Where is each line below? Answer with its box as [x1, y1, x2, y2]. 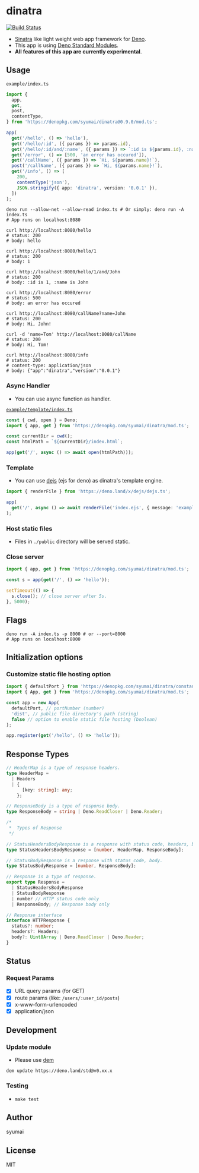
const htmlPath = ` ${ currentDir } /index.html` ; [6, 439, 123, 445]
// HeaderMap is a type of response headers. [6, 765, 120, 771]
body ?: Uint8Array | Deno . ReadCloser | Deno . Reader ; [11, 934, 145, 940]
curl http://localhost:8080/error [6, 290, 92, 296]
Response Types [6, 749, 69, 759]
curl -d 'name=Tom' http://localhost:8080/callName [6, 332, 136, 338]
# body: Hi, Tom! [6, 342, 49, 348]
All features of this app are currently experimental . [14, 48, 142, 55]
